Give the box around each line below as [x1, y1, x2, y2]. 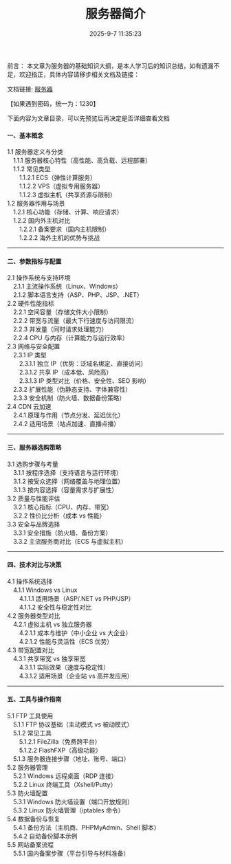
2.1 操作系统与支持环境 [7, 274, 71, 282]
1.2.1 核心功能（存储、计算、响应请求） [12, 208, 123, 217]
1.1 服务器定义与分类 [7, 148, 64, 156]
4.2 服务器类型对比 [7, 611, 60, 619]
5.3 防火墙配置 [7, 788, 48, 797]
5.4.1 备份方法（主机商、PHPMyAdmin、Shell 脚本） [12, 823, 160, 832]
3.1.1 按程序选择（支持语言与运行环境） [12, 468, 122, 476]
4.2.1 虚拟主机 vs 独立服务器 [12, 620, 92, 628]
